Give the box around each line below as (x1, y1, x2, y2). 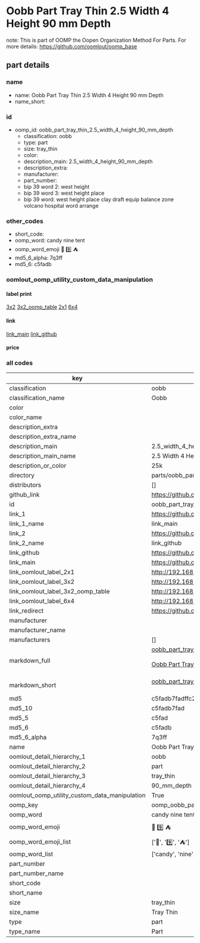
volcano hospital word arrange (23, 202, 99, 209)
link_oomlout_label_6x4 (9, 597, 75, 605)
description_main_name (9, 452, 76, 460)
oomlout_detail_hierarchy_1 (9, 752, 86, 761)
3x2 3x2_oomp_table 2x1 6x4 (6, 304, 78, 311)
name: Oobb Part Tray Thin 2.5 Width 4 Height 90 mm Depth (14, 91, 164, 99)
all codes (6, 359, 33, 367)
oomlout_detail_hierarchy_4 (9, 782, 86, 790)
